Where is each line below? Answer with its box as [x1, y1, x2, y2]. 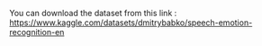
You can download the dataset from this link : [9, 8, 177, 18]
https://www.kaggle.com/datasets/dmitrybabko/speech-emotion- [9, 17, 253, 28]
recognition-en [9, 27, 65, 37]
